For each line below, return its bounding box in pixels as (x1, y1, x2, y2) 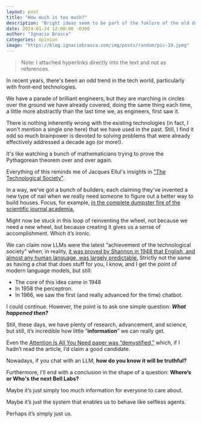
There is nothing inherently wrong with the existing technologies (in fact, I (6, 119, 189, 126)
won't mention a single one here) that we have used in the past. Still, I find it (6, 126, 194, 133)
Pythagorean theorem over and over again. (6, 156, 112, 163)
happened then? (6, 309, 49, 316)
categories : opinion (6, 37, 58, 43)
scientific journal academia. (6, 205, 75, 212)
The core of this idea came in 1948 (14, 278, 101, 285)
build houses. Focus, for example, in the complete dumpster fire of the (6, 199, 180, 206)
